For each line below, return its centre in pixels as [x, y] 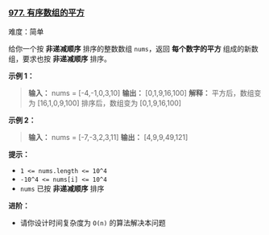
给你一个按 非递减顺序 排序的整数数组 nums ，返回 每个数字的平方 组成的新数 [134, 49]
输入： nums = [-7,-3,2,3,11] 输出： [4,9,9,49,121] [108, 138]
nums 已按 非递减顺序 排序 [62, 189]
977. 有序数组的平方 [46, 12]
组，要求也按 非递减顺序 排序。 [60, 59]
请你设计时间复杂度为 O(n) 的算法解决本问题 [93, 223]
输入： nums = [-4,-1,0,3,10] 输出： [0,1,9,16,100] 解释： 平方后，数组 [141, 93]
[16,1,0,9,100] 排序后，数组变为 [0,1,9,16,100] [110, 103]
